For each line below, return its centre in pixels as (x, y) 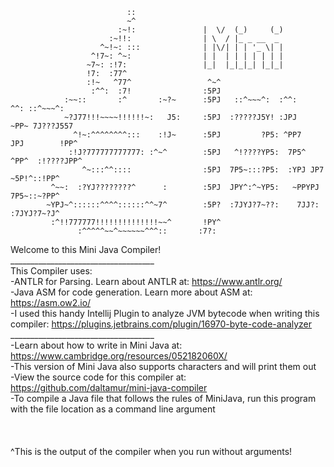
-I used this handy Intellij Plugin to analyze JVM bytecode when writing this (165, 313)
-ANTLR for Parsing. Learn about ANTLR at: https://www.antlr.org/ (146, 281)
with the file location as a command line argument (113, 409)
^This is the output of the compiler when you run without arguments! (151, 451)
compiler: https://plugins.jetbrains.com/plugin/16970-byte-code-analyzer (161, 324)
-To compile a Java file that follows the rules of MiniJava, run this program (163, 398)
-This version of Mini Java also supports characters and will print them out (163, 366)
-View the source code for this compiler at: (98, 377)
